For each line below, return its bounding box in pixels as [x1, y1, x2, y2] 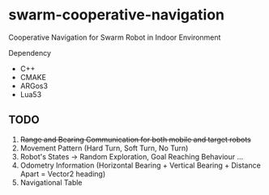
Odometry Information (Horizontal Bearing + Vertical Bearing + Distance [19, 160, 261, 170]
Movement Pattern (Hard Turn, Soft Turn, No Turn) [19, 143, 189, 153]
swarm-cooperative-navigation [8, 6, 225, 24]
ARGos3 [19, 81, 49, 91]
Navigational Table [19, 177, 83, 187]
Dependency [8, 48, 51, 57]
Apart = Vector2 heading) [19, 168, 106, 179]
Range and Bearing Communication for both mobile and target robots [19, 134, 251, 144]
